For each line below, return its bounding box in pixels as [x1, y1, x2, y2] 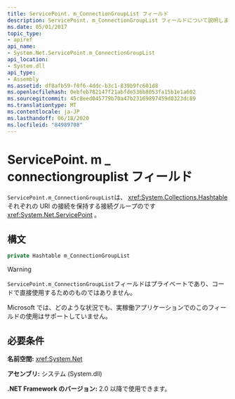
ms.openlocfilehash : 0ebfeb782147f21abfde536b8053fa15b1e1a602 [7, 89, 196, 96]
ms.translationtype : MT [7, 102, 77, 109]
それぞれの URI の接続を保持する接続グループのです [7, 202, 156, 211]
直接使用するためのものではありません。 [19, 289, 137, 297]
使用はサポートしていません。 [25, 312, 112, 320]
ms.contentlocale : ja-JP [7, 108, 80, 115]
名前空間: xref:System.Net [7, 354, 83, 362]
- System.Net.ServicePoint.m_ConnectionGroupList [7, 50, 156, 57]
